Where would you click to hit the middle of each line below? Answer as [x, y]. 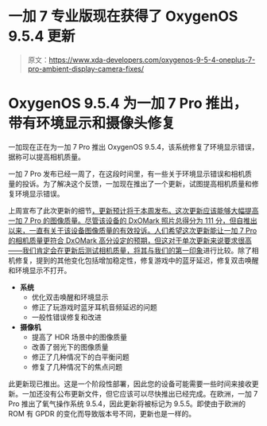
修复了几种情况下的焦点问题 [77, 366]
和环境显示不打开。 [40, 270]
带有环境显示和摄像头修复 [92, 123]
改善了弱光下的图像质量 [70, 346]
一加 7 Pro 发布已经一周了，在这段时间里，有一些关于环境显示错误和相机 [127, 174]
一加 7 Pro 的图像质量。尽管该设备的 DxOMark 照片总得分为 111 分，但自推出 [133, 221]
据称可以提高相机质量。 [46, 157]
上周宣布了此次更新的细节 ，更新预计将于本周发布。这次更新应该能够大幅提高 [133, 210]
